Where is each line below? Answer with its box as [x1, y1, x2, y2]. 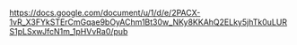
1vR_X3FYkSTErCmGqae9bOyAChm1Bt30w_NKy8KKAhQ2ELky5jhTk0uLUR [9, 17, 288, 27]
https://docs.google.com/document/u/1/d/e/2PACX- [9, 8, 201, 18]
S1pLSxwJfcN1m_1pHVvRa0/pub [9, 26, 128, 36]
